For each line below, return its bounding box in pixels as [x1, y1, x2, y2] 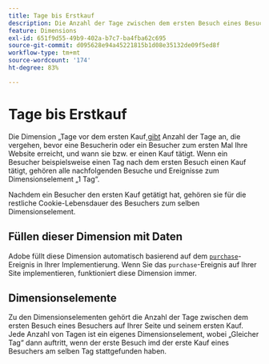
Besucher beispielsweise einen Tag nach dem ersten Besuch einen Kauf [8, 157, 247, 166]
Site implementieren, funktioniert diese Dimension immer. [8, 268, 198, 278]
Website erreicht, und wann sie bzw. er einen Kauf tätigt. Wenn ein [8, 149, 228, 158]
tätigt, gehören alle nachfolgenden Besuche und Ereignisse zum [8, 166, 219, 175]
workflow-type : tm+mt [8, 49, 81, 57]
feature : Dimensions [8, 26, 78, 34]
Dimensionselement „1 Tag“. [8, 174, 100, 184]
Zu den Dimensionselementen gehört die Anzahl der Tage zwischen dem [8, 313, 248, 322]
